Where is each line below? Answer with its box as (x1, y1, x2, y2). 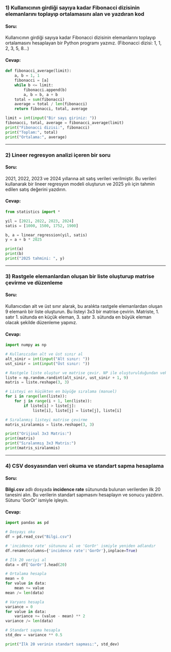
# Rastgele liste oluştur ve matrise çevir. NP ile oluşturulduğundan (5, 370, 158, 375)
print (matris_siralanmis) (5, 446, 60, 451)
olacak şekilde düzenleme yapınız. (5, 320, 77, 326)
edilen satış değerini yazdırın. (5, 186, 67, 192)
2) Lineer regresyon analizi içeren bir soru (5, 151, 111, 158)
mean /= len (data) (5, 590, 44, 595)
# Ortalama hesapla (5, 571, 47, 576)
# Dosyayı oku (5, 529, 36, 535)
